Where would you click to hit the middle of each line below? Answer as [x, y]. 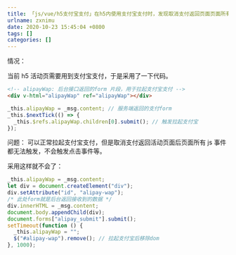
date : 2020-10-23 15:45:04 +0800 [56, 27]
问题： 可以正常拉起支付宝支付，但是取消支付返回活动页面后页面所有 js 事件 [117, 142]
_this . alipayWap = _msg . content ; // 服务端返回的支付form [90, 108]
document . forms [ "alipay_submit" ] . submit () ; [72, 219]
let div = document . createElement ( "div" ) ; [70, 186]
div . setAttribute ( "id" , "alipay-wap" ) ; [66, 193]
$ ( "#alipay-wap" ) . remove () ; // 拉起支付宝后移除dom [86, 239]
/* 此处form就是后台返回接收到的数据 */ [60, 199]
